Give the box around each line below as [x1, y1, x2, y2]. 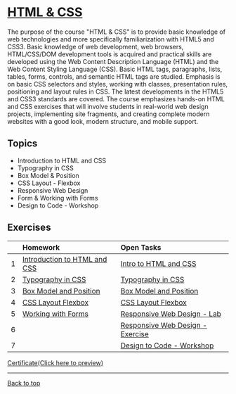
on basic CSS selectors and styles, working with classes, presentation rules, [7, 80, 228, 88]
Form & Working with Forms [17, 193, 98, 202]
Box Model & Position [17, 171, 79, 179]
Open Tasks [120, 242, 162, 252]
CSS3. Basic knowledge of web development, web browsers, [7, 42, 184, 51]
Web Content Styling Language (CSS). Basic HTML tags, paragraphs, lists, [7, 65, 223, 73]
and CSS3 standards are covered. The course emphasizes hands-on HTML [7, 94, 225, 103]
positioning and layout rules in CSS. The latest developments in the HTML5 [7, 87, 224, 96]
